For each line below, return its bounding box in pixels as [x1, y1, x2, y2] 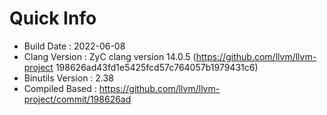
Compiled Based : [23, 82, 97, 94]
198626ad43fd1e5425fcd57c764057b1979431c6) [55, 61, 259, 73]
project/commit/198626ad [23, 93, 132, 105]
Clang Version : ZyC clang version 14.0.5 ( [23, 50, 197, 62]
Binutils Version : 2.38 [23, 72, 114, 84]
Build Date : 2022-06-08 [23, 40, 126, 52]
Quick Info [9, 7, 97, 30]
